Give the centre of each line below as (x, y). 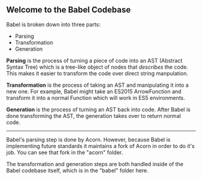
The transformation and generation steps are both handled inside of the (95, 164)
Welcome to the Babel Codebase (69, 10)
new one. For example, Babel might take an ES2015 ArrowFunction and (94, 91)
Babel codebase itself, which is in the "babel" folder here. (77, 170)
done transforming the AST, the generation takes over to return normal (94, 116)
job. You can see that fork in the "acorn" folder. (65, 152)
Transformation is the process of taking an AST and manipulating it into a (98, 85)
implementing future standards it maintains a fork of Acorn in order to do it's (100, 146)
